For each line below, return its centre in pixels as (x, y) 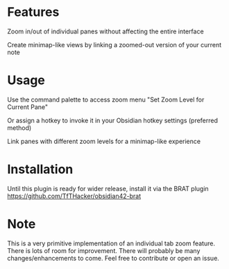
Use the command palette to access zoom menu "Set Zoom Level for (106, 99)
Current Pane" (28, 107)
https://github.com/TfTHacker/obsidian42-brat (74, 196)
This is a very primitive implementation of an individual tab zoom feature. (111, 243)
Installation (40, 169)
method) (19, 128)
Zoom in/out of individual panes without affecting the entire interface (105, 31)
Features (33, 12)
